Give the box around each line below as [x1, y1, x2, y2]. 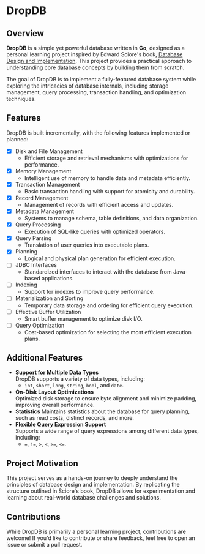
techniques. [6, 95, 36, 102]
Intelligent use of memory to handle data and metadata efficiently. [24, 174, 191, 181]
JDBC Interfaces [15, 261, 57, 269]
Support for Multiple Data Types [15, 369, 99, 376]
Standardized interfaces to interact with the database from [24, 268, 173, 275]
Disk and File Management [15, 148, 83, 155]
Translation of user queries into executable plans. [24, 241, 149, 249]
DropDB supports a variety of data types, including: [15, 375, 146, 383]
